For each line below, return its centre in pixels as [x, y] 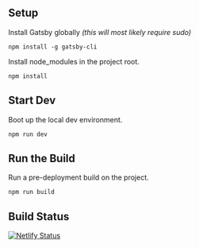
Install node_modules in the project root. [74, 61]
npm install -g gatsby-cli [53, 47]
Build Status [39, 217]
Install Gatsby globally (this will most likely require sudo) [100, 32]
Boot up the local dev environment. [65, 119]
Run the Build [42, 159]
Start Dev [32, 101]
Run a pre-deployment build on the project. [78, 177]
